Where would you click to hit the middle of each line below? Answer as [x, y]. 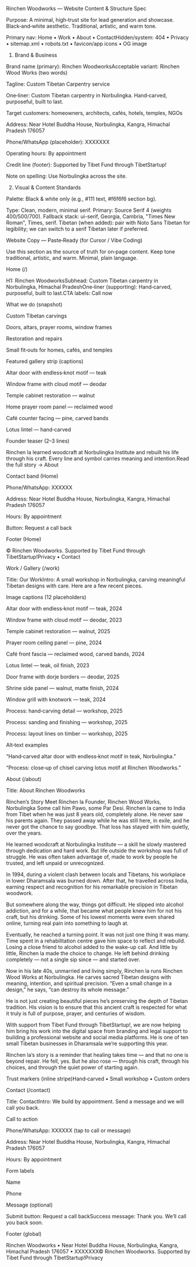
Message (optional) [30, 1205]
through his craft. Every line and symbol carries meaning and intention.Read [97, 458]
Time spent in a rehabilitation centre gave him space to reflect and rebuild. [96, 941]
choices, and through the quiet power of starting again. [73, 1067]
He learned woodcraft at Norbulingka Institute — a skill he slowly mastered [96, 844]
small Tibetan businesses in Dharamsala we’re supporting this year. [87, 1043]
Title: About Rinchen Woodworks [46, 790]
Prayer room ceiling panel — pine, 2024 [54, 643]
